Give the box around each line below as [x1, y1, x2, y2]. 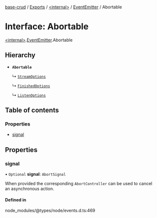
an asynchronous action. [5, 186, 54, 192]
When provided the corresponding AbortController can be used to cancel [5, 181, 153, 187]
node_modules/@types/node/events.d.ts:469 [5, 208, 96, 214]
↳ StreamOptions [12, 73, 46, 79]
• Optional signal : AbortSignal [5, 171, 66, 177]
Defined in [5, 197, 27, 202]
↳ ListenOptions [12, 92, 46, 98]
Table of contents [5, 106, 59, 114]
